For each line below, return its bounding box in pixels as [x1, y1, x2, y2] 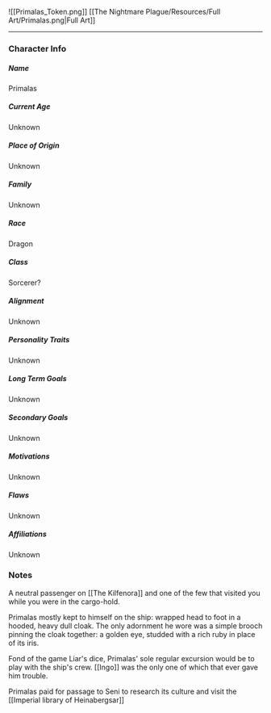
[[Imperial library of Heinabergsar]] [8, 694, 125, 705]
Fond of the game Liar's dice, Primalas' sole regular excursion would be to [8, 653, 256, 663]
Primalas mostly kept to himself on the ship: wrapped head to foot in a [8, 612, 241, 622]
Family [8, 179, 32, 189]
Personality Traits [8, 335, 70, 345]
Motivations [8, 451, 50, 461]
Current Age [8, 102, 51, 111]
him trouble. [8, 670, 48, 681]
